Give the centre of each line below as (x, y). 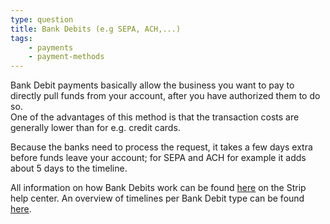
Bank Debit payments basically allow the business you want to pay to (152, 85)
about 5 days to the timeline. (69, 168)
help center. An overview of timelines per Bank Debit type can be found (157, 198)
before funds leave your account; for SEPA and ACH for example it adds (158, 158)
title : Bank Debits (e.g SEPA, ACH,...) (96, 29)
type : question (42, 19)
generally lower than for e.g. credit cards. (95, 128)
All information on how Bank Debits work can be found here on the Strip (158, 188)
